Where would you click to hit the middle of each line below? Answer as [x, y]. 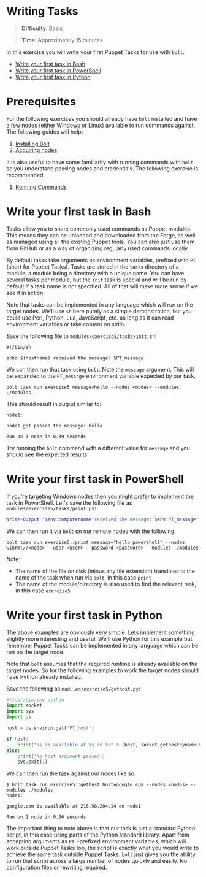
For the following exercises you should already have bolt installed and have [102, 118]
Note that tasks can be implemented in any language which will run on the [100, 304]
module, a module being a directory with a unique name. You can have [95, 273]
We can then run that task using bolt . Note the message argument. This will [100, 369]
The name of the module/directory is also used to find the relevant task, [106, 584]
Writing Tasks [42, 11]
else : [13, 750]
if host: [17, 739]
